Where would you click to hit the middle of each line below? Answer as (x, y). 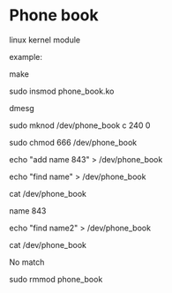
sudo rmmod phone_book (56, 279)
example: (26, 56)
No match (27, 262)
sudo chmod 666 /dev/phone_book (73, 142)
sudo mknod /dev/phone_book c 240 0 (80, 125)
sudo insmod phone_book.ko (62, 91)
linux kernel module (45, 40)
